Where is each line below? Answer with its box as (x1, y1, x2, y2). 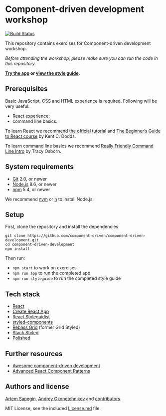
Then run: (5, 255, 25, 261)
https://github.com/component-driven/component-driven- (27, 233, 146, 238)
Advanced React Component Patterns (12, 368, 91, 374)
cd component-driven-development (5, 242, 75, 247)
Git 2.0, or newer (12, 176, 47, 182)
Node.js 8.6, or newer (12, 181, 57, 187)
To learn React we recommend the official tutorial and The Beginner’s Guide (5, 128, 161, 134)
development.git (5, 238, 39, 243)
